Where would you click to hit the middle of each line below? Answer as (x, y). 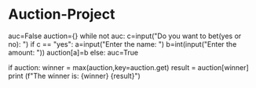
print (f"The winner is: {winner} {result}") (75, 76)
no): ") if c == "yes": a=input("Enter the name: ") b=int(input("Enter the (123, 44)
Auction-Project (62, 14)
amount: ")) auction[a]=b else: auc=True (73, 52)
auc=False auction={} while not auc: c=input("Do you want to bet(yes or (125, 36)
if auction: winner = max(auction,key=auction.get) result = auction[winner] (128, 67)
